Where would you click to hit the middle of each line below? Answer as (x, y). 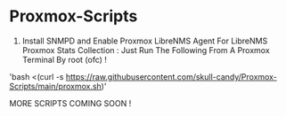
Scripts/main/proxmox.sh (56, 86)
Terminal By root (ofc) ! (64, 59)
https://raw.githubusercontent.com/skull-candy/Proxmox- (172, 76)
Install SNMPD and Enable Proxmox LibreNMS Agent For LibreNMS (145, 41)
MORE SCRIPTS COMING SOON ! (70, 103)
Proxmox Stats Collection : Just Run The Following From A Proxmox (146, 50)
